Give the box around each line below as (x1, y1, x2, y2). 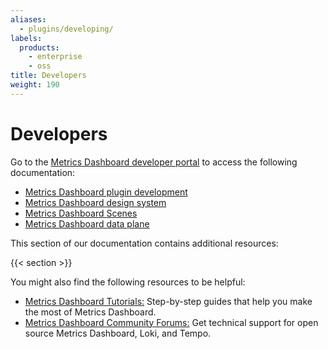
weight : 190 (10, 80, 60, 90)
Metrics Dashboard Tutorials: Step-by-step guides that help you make (24, 295, 313, 307)
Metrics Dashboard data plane (24, 217, 150, 230)
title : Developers (10, 71, 87, 81)
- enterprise (28, 52, 83, 62)
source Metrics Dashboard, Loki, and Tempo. (24, 327, 212, 339)
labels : (10, 33, 43, 43)
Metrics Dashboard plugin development (24, 186, 188, 198)
